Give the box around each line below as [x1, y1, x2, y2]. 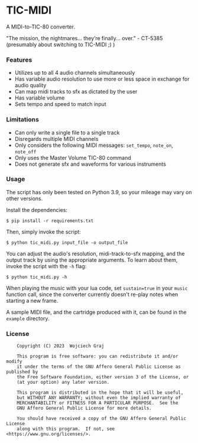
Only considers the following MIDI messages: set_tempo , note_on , [14, 142, 173, 149]
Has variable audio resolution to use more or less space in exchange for [14, 75, 190, 83]
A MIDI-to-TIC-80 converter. [6, 23, 76, 30]
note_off [14, 149, 37, 155]
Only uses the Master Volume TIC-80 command [14, 154, 131, 161]
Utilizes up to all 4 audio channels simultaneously [14, 69, 135, 76]
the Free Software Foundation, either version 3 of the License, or [17, 374, 189, 380]
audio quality [14, 82, 47, 89]
